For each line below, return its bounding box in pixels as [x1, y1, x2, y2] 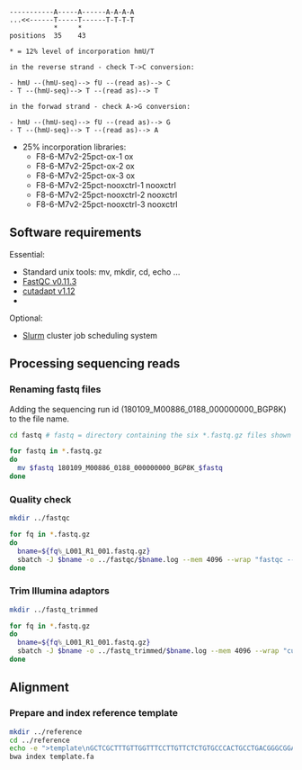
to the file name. [9, 413, 70, 424]
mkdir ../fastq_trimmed [9, 605, 99, 614]
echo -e [9, 744, 39, 753]
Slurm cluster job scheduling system [22, 330, 158, 340]
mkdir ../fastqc [9, 513, 70, 523]
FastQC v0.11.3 [22, 276, 77, 286]
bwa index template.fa [9, 752, 94, 762]
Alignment [9, 680, 69, 695]
